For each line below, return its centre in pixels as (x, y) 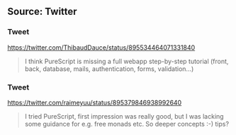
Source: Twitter (42, 12)
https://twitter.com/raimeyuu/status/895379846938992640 (95, 102)
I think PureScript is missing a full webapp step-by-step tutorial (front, (127, 61)
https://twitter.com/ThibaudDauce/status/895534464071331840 (101, 47)
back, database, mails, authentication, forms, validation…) (109, 69)
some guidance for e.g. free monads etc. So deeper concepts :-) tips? (127, 124)
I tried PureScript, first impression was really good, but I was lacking (124, 116)
